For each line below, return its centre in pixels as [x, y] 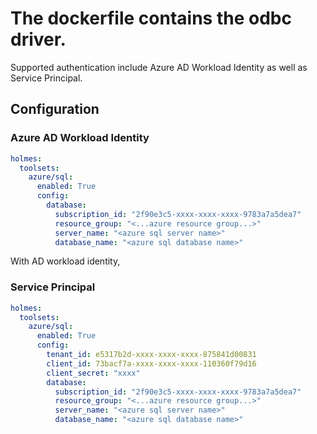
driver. [38, 39]
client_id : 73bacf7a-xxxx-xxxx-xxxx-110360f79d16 [151, 363]
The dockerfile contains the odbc [151, 18]
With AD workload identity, [65, 261]
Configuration [55, 109]
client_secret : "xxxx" [93, 373]
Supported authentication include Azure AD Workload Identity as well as [159, 67]
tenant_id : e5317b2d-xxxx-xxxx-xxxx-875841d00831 [151, 355]
